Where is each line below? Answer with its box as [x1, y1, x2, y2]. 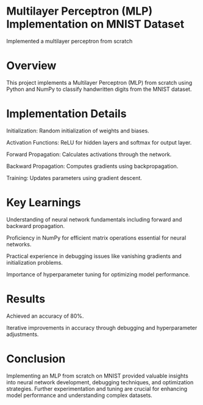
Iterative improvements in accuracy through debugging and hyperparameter [6, 324, 198, 331]
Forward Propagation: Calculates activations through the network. [6, 151, 172, 158]
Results [6, 292, 46, 306]
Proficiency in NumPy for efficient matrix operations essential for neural [6, 234, 187, 242]
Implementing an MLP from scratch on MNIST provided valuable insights [6, 372, 189, 379]
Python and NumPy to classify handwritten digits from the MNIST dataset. [6, 85, 192, 93]
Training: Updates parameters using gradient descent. [6, 174, 142, 181]
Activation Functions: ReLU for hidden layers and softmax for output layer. [6, 138, 192, 146]
